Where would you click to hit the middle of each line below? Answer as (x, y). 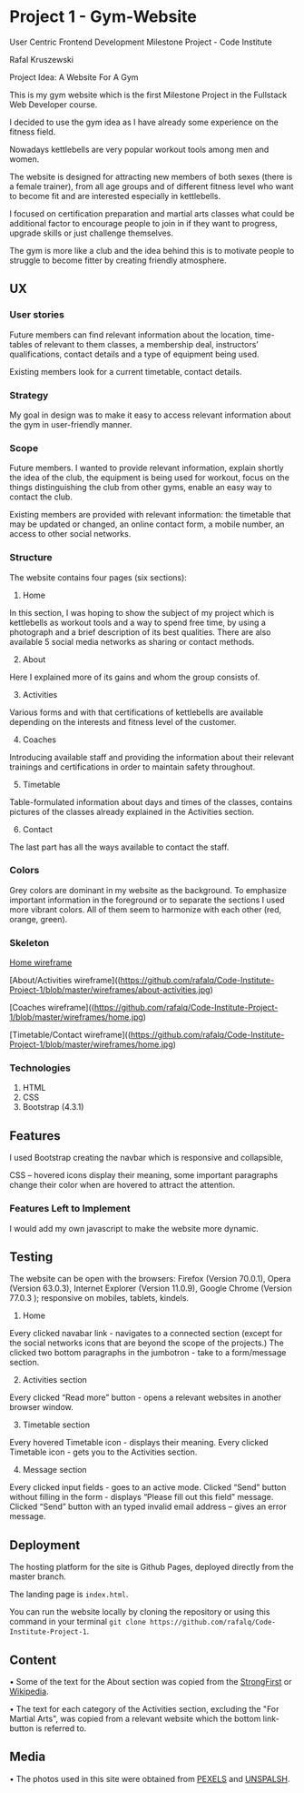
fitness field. (33, 131)
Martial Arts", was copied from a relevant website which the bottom (135, 1718)
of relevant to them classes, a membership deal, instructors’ (146, 344)
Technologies (40, 1068)
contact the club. (41, 497)
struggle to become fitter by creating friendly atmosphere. (118, 260)
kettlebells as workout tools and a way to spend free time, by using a (137, 622)
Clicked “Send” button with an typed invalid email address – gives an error (148, 1506)
